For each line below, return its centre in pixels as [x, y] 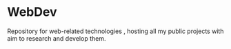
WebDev [32, 12]
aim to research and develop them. [57, 38]
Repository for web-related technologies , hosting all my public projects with [115, 31]
